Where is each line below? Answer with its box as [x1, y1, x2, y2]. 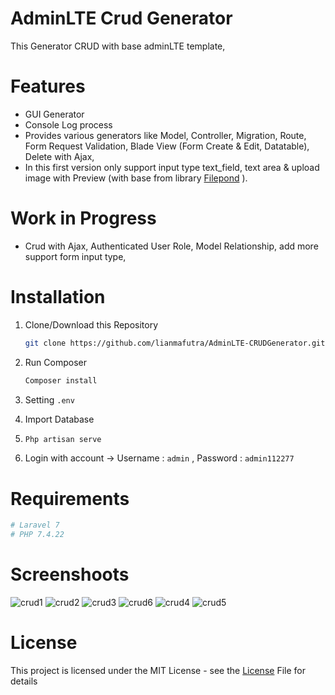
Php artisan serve [24, 434, 102, 444]
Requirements [10, 487, 130, 510]
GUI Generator [24, 108, 85, 120]
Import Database [24, 413, 95, 425]
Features [10, 75, 86, 98]
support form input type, [24, 250, 127, 262]
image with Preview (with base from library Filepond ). [24, 172, 248, 184]
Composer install [24, 375, 98, 386]
